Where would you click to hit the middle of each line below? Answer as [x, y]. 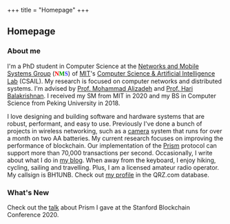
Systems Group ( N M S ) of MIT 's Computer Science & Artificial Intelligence [111, 73]
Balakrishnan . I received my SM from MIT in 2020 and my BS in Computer [112, 96]
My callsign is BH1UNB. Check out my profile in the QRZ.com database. [108, 175]
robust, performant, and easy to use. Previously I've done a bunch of [105, 124]
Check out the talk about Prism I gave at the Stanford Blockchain [99, 207]
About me [24, 51]
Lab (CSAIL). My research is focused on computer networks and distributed [115, 81]
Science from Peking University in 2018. [64, 103]
